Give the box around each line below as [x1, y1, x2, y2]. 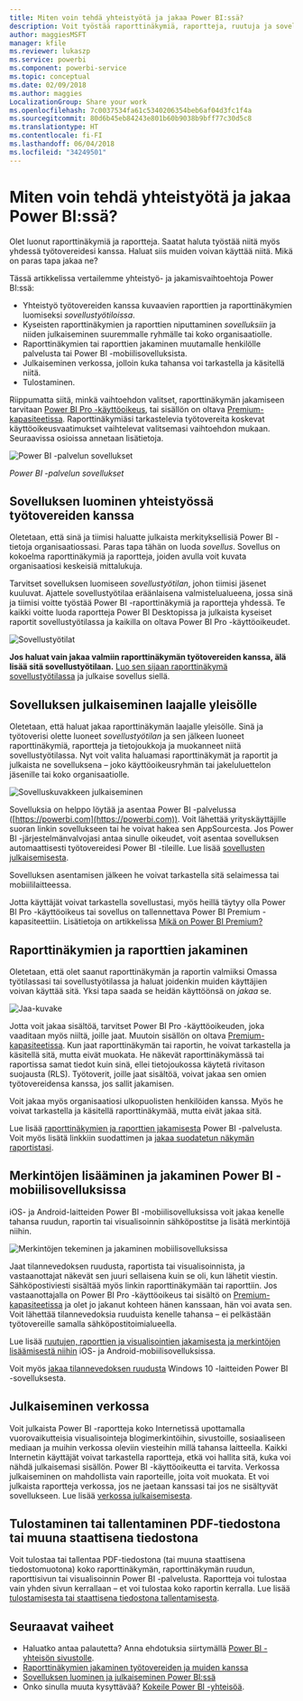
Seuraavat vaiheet [9, 1619, 115, 1634]
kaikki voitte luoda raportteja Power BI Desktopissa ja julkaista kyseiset [9, 607, 272, 618]
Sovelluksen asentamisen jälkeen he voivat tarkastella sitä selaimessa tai [9, 870, 280, 881]
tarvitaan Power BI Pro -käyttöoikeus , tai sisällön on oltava [9, 403, 225, 414]
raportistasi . [9, 1142, 54, 1153]
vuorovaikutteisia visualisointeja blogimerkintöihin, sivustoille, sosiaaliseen [9, 1432, 286, 1443]
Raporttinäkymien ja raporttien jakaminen [9, 942, 249, 958]
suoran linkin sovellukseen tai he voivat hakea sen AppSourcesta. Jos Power [9, 824, 294, 835]
